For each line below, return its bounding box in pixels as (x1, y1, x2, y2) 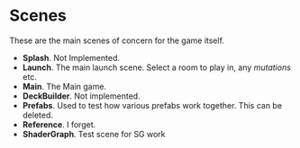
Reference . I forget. (22, 118, 96, 130)
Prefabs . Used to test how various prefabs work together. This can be (22, 100, 282, 110)
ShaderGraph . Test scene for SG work (22, 128, 166, 139)
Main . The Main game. (22, 81, 106, 91)
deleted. (22, 109, 54, 120)
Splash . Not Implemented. (22, 52, 120, 63)
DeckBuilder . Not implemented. (22, 91, 141, 101)
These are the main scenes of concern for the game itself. (9, 35, 225, 46)
